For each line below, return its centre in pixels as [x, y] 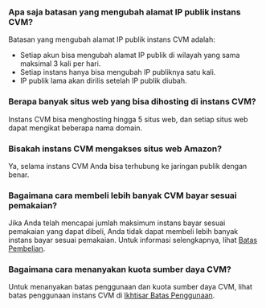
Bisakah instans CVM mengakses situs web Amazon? [115, 149]
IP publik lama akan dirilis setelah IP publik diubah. [103, 81]
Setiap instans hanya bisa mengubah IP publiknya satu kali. [118, 72]
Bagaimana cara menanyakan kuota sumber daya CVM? [120, 269]
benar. [19, 175]
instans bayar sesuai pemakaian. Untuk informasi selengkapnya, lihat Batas [133, 240]
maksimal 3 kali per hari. [60, 64]
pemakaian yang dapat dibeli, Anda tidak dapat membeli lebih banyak [123, 232]
